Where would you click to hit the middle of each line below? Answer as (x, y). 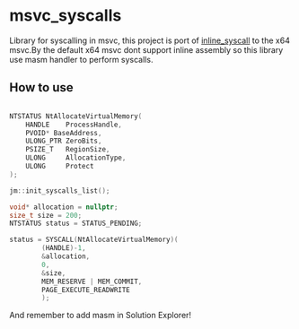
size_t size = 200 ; (46, 215)
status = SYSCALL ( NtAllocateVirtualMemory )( (94, 240)
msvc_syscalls (66, 16)
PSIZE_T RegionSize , (68, 150)
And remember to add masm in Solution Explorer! (100, 316)
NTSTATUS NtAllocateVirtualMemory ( (76, 116)
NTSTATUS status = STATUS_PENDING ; (76, 224)
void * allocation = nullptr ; (64, 207)
